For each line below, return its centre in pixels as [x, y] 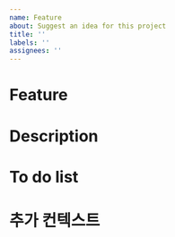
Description [54, 136]
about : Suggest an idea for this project [88, 26]
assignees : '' [36, 51]
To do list [44, 177]
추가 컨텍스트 [55, 220]
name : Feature [36, 17]
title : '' [28, 34]
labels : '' [30, 42]
